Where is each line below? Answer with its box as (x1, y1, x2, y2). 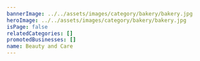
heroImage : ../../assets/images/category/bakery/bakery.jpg (6, 17, 187, 24)
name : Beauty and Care (6, 43, 73, 50)
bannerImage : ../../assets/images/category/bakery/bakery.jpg (6, 10, 193, 18)
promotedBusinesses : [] (6, 36, 77, 43)
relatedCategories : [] (6, 29, 73, 37)
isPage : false (6, 23, 49, 30)
